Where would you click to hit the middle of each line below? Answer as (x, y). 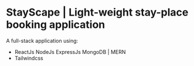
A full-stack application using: (42, 41)
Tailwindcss (29, 58)
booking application (56, 25)
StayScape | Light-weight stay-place (97, 12)
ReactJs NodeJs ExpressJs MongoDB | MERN (70, 52)
